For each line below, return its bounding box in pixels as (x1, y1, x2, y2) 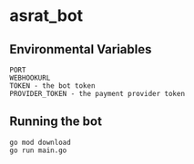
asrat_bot (9, 5, 84, 26)
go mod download (9, 138, 71, 147)
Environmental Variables (9, 42, 152, 57)
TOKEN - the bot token (9, 82, 96, 91)
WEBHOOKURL (9, 73, 51, 82)
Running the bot (9, 114, 103, 130)
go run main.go (9, 146, 67, 155)
